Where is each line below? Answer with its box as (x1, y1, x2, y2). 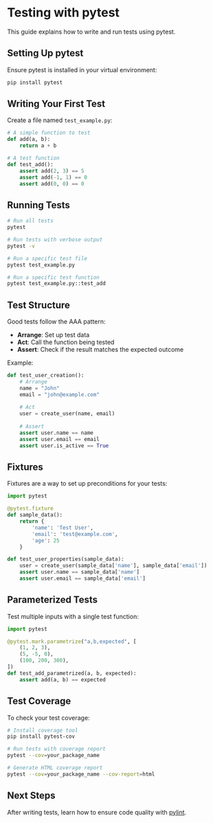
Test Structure (7, 299, 71, 311)
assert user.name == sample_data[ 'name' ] (19, 569, 139, 576)
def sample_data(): (7, 512, 63, 519)
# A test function (7, 155, 60, 162)
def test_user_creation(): (7, 372, 85, 379)
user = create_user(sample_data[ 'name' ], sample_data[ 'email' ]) (19, 562, 208, 570)
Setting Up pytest (7, 47, 84, 59)
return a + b (19, 142, 57, 149)
